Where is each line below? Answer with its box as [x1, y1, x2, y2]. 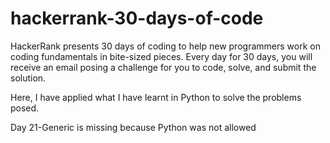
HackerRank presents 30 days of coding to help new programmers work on [10, 40, 321, 52]
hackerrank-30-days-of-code [10, 7, 264, 30]
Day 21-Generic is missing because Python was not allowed [10, 121, 257, 133]
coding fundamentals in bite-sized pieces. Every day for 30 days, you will [10, 50, 313, 62]
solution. [10, 72, 47, 84]
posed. [10, 102, 40, 114]
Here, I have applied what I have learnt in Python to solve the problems [10, 91, 302, 103]
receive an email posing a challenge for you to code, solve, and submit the [10, 61, 317, 73]
